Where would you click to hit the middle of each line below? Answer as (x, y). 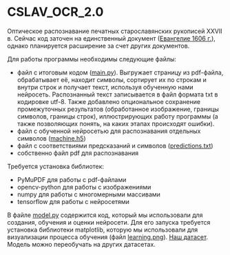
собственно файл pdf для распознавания (78, 153)
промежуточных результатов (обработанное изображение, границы (118, 109)
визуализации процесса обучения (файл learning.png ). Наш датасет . (108, 237)
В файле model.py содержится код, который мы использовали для (105, 215)
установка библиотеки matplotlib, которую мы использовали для (103, 229)
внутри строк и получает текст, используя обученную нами (105, 87)
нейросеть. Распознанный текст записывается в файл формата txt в (117, 94)
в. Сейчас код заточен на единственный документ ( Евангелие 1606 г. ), (111, 38)
